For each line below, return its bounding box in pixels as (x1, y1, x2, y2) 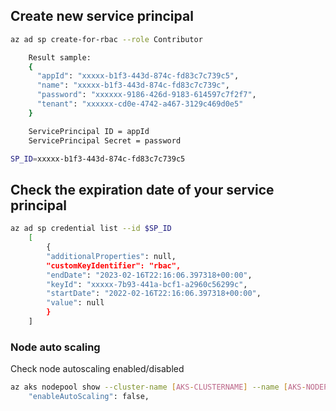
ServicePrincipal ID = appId (28, 126, 150, 136)
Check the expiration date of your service (10, 181, 275, 198)
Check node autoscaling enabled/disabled (10, 363, 185, 375)
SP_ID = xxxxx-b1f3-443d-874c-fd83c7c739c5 (10, 154, 186, 164)
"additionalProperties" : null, (46, 251, 177, 261)
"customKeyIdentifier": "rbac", (46, 260, 182, 271)
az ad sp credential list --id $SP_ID (10, 224, 172, 234)
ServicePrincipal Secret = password (28, 135, 182, 146)
